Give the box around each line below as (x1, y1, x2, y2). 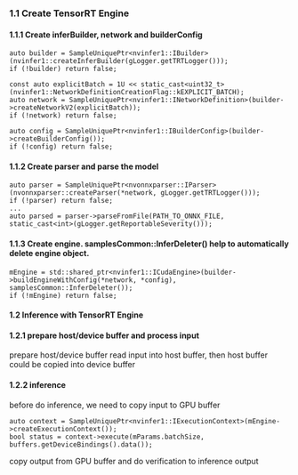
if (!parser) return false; (9, 197, 114, 205)
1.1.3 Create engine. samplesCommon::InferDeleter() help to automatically (9, 238, 289, 249)
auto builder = (9, 49, 66, 58)
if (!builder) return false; (9, 65, 117, 74)
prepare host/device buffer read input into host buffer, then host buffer (9, 350, 269, 360)
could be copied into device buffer (9, 359, 136, 370)
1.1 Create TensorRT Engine (9, 7, 130, 20)
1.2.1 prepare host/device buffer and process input (9, 330, 200, 341)
